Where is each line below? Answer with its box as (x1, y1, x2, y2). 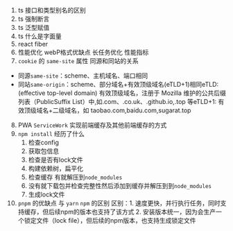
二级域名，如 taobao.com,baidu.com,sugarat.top (52, 106, 191, 114)
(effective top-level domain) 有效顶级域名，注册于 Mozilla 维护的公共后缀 (17, 89, 226, 97)
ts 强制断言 (17, 15, 50, 23)
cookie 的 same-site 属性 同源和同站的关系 (17, 57, 139, 65)
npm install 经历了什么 (17, 130, 85, 137)
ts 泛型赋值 (17, 24, 50, 31)
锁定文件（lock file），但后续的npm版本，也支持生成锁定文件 (24, 216, 196, 224)
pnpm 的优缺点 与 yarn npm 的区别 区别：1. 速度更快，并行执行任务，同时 (17, 199, 221, 207)
